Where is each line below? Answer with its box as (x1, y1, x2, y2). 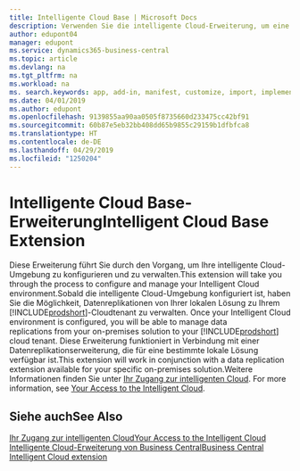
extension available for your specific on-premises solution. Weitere (9, 364, 253, 375)
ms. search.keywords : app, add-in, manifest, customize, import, (9, 87, 257, 96)
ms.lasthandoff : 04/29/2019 (9, 145, 114, 154)
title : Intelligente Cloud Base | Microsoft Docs (9, 12, 198, 22)
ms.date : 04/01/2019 (9, 95, 87, 105)
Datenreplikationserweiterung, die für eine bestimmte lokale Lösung (9, 345, 259, 356)
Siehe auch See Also (9, 409, 123, 424)
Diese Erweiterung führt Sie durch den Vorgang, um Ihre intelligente (9, 260, 259, 270)
